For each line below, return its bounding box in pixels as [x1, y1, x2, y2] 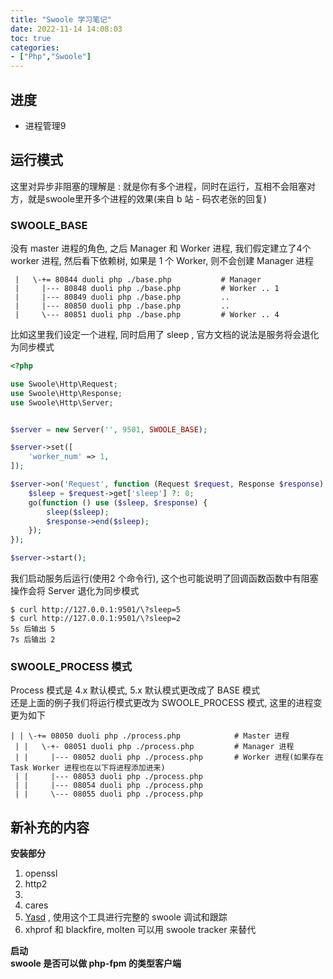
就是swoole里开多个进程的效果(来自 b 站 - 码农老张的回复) [27, 192, 267, 205]
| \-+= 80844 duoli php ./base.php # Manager [14, 275, 262, 285]
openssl [24, 867, 58, 880]
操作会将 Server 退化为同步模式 [10, 585, 140, 597]
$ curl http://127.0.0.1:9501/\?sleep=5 [10, 605, 182, 615]
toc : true [10, 33, 52, 43]
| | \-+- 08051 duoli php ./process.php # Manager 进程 [14, 742, 295, 752]
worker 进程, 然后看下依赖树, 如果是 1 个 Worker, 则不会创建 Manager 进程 [10, 255, 314, 267]
